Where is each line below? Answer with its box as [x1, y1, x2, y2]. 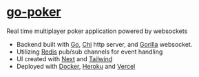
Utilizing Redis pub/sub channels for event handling [16, 47, 163, 56]
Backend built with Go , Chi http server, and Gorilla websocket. [16, 40, 193, 48]
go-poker [6, 4, 61, 20]
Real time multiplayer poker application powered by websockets [6, 27, 188, 35]
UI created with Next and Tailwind [16, 54, 113, 63]
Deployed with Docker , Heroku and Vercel [16, 62, 136, 70]
